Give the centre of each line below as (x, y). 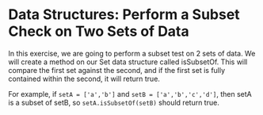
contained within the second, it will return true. (84, 79)
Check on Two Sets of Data (99, 31)
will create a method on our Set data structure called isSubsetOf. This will (128, 62)
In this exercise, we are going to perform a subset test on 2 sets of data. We (132, 53)
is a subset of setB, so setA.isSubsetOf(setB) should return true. (114, 102)
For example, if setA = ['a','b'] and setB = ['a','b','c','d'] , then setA (130, 94)
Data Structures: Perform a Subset (124, 15)
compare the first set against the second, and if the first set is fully (117, 70)
